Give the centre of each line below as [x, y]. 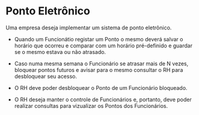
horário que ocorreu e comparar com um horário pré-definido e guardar [103, 46]
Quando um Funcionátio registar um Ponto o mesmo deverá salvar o [99, 39]
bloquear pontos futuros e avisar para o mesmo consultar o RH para [99, 69]
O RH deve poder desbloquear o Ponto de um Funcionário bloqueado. [101, 87]
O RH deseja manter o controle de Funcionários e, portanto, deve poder [103, 99]
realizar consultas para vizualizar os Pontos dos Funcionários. [91, 105]
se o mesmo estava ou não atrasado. [60, 52]
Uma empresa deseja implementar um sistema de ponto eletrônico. [89, 28]
